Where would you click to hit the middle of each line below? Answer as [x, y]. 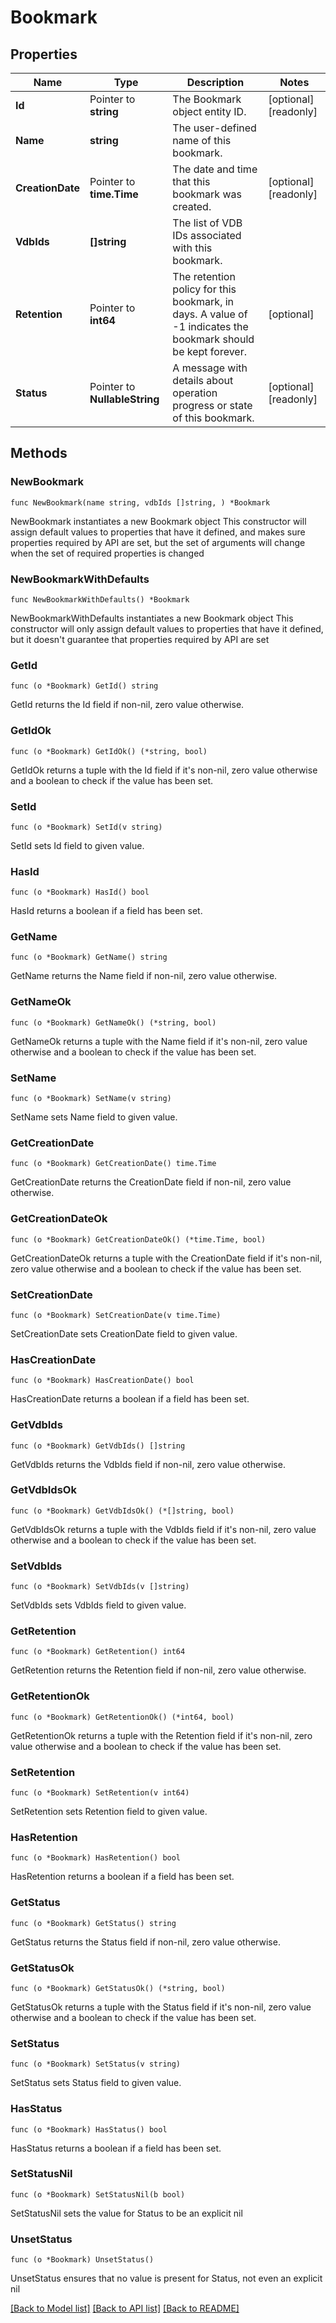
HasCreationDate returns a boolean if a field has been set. [130, 1399]
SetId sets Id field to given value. [77, 845]
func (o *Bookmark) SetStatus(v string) [96, 2064]
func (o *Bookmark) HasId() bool [80, 892]
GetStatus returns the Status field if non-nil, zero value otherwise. [145, 1942]
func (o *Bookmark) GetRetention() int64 [98, 1652]
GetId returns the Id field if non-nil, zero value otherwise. [127, 705]
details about [203, 380]
